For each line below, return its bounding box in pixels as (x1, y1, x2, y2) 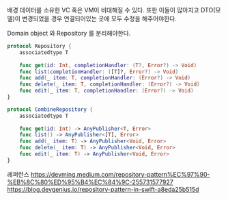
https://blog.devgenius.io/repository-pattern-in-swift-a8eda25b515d (7, 185, 199, 193)
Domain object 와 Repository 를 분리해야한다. (7, 29, 131, 37)
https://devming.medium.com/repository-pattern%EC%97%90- (30, 170, 210, 178)
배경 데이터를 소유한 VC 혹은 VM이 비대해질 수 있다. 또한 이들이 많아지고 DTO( (7, 6, 216, 14)
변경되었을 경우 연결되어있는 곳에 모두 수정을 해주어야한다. (21, 14, 177, 23)
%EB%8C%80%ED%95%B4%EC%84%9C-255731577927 (7, 177, 174, 186)
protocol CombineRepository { (7, 105, 94, 113)
